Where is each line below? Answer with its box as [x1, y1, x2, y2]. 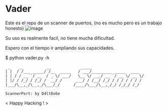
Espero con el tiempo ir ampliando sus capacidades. [5, 45, 115, 51]
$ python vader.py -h [5, 54, 50, 61]
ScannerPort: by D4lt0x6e [5, 91, 60, 96]
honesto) [5, 25, 24, 31]
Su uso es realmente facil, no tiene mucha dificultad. [5, 35, 115, 41]
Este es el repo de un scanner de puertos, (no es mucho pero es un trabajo [5, 20, 162, 26]
